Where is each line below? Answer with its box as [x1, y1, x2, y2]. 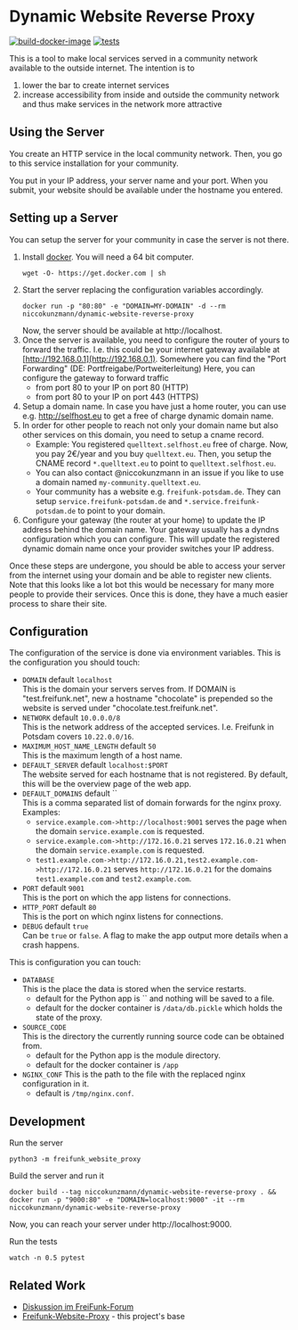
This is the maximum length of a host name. [21, 750, 183, 761]
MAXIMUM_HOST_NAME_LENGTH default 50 [21, 740, 157, 751]
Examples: [21, 807, 60, 818]
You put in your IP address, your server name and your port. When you [9, 175, 269, 186]
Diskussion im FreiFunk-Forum [21, 1301, 134, 1312]
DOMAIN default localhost [21, 674, 113, 685]
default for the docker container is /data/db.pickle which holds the [35, 1003, 283, 1013]
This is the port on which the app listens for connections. [21, 892, 231, 903]
